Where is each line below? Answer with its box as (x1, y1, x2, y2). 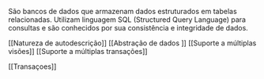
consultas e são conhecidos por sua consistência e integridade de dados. (8, 23, 249, 32)
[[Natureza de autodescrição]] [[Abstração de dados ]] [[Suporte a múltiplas (8, 38, 257, 48)
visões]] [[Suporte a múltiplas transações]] (8, 47, 148, 56)
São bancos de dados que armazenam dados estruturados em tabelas (8, 7, 237, 16)
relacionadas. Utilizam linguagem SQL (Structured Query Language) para (8, 15, 247, 24)
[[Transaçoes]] (8, 62, 57, 71)
